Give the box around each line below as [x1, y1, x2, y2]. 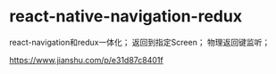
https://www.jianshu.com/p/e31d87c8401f [9, 54, 163, 65]
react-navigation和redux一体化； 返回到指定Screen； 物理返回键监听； [9, 37, 271, 47]
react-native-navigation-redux [9, 6, 243, 27]
